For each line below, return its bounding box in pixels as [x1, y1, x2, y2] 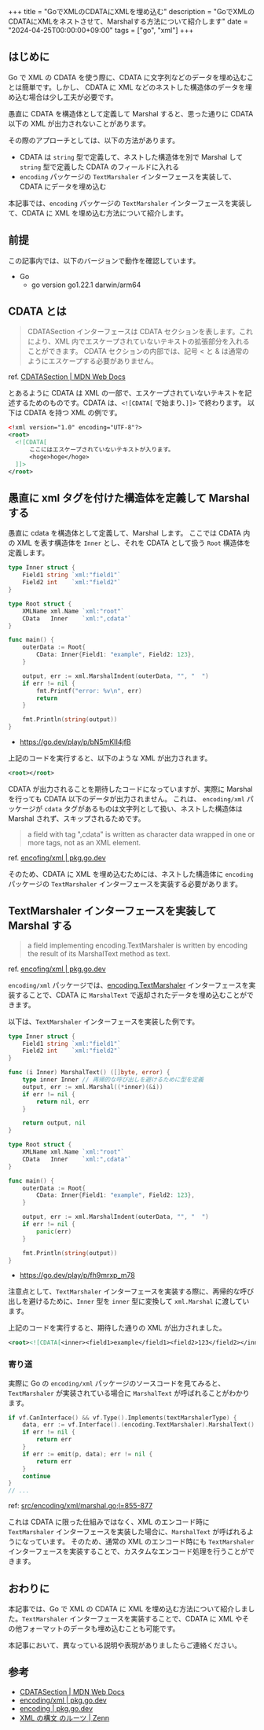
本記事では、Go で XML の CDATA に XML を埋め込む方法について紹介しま [8, 1604, 249, 1614]
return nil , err [36, 1098, 90, 1106]
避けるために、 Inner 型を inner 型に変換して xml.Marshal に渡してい [28, 1297, 250, 1306]
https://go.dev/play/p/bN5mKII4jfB [19, 738, 131, 746]
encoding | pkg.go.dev [19, 1703, 93, 1713]
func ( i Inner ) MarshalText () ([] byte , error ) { [8, 1069, 170, 1077]
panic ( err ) [36, 1228, 72, 1235]
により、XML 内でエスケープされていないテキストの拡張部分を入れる [27, 337, 250, 346]
